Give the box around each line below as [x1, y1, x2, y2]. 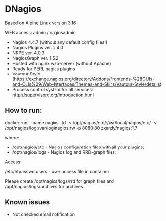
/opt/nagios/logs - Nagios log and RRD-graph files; [12, 149, 116, 155]
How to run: [5, 106, 42, 115]
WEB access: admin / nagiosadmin [5, 29, 76, 35]
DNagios [5, 3, 41, 15]
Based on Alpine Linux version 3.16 [5, 20, 76, 26]
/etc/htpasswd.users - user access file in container [5, 168, 110, 174]
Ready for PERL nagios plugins [12, 66, 75, 72]
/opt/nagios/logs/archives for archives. [5, 183, 85, 189]
